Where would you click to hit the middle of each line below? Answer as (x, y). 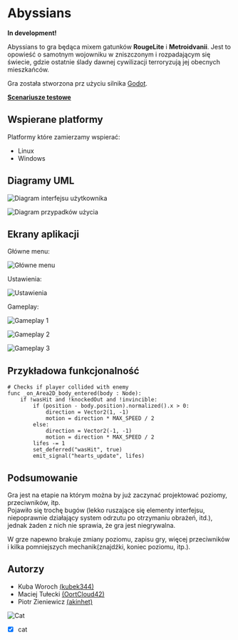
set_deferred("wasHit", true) (78, 450)
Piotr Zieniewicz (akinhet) (55, 601)
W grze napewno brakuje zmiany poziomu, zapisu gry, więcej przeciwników (119, 539)
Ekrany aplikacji (43, 234)
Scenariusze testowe (39, 97)
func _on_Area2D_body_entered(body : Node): (74, 394)
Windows (31, 158)
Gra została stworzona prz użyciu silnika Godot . (78, 83)
